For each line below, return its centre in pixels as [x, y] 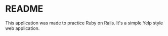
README [24, 9]
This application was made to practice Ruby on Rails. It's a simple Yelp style [84, 23]
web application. [23, 28]
